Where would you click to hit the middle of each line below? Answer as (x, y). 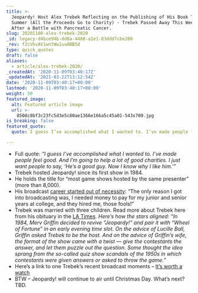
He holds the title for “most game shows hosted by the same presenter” (102, 179)
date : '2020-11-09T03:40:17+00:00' (50, 83)
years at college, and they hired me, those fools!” (74, 204)
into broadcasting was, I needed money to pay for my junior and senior (100, 197)
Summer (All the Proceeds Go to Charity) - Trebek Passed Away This (97, 22)
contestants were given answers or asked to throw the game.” (90, 260)
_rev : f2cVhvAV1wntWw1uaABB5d (43, 45)
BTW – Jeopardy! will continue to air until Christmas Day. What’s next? (100, 279)
